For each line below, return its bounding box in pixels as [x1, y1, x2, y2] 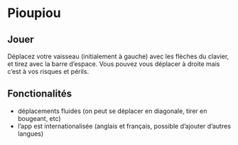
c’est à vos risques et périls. [7, 68, 90, 75]
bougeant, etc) [17, 114, 62, 122]
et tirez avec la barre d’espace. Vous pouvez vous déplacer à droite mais [7, 60, 220, 68]
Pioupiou [7, 5, 62, 21]
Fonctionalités [7, 87, 72, 100]
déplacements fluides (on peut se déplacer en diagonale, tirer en [17, 107, 207, 115]
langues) [17, 129, 44, 138]
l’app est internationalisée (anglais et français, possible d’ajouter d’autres [17, 122, 231, 130]
